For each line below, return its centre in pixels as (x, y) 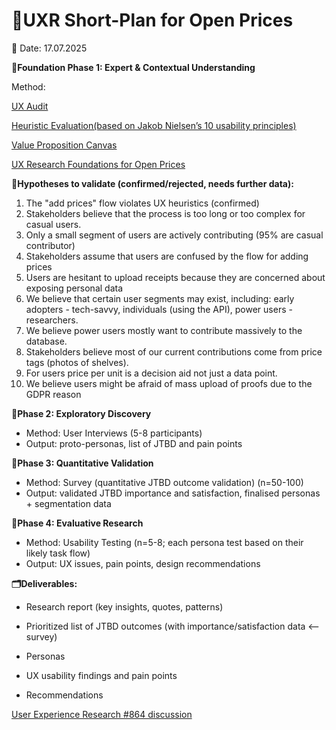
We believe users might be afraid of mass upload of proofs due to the (169, 383)
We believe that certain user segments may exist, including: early (160, 298)
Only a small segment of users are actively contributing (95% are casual (174, 235)
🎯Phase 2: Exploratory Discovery (81, 413)
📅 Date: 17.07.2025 (49, 48)
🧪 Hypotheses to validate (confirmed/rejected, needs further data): (152, 183)
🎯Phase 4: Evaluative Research (77, 523)
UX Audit (30, 106)
